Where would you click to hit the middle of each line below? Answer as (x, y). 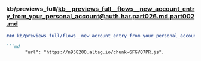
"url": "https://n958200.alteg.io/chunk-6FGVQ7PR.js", (95, 52)
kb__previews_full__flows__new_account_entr (126, 9)
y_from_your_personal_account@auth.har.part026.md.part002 (100, 16)
